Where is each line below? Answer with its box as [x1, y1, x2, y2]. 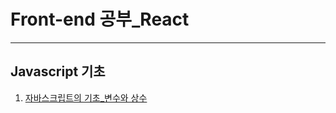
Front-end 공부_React [10, 8, 190, 31]
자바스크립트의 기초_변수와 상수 [24, 91, 148, 104]
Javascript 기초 [10, 63, 106, 80]
